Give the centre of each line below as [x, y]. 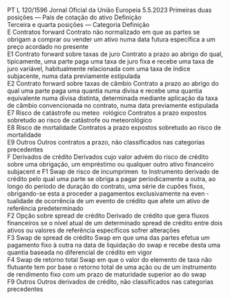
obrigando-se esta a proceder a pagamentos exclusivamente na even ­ [108, 194]
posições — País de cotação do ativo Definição [74, 17]
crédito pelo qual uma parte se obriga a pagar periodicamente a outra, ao [112, 179]
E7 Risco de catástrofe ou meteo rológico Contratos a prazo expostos [107, 113]
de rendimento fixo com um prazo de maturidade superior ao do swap [107, 274]
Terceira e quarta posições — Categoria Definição [78, 25]
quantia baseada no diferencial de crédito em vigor [80, 252]
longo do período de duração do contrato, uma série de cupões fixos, [106, 186]
